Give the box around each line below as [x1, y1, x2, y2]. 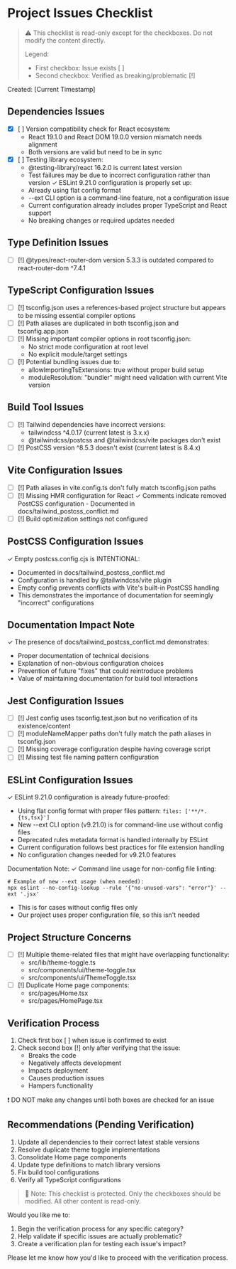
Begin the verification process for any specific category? [17, 1224, 184, 1233]
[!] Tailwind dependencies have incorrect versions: [17, 420, 166, 428]
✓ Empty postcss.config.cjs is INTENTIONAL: [7, 554, 140, 563]
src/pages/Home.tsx [28, 989, 89, 997]
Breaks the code [28, 1051, 77, 1059]
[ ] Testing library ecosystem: [17, 155, 104, 164]
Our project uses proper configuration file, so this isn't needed [17, 910, 201, 919]
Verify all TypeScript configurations [17, 1175, 122, 1184]
